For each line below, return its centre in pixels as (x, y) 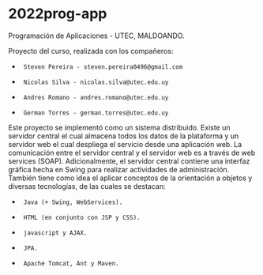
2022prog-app (58, 14)
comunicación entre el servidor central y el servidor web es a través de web (132, 153)
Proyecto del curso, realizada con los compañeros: (91, 51)
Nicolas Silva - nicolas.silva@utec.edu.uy (96, 82)
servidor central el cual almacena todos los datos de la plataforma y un (124, 136)
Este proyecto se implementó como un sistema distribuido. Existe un (119, 127)
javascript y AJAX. (55, 233)
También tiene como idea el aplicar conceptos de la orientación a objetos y (130, 178)
